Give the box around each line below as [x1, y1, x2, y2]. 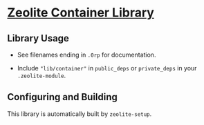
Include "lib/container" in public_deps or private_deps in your [17, 64, 197, 72]
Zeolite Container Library [7, 5, 154, 21]
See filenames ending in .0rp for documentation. [17, 50, 156, 59]
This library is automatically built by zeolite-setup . [7, 109, 152, 118]
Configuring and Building [7, 91, 118, 103]
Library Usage [7, 32, 69, 44]
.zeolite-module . [17, 71, 66, 79]
